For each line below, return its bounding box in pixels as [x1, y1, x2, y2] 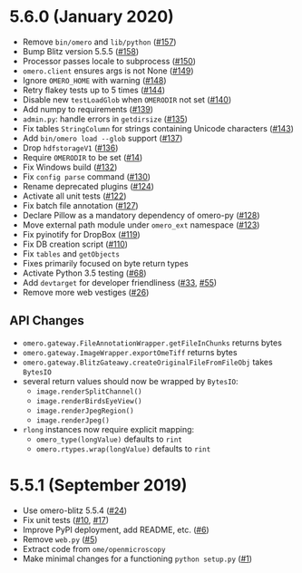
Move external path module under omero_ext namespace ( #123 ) [22, 219, 260, 230]
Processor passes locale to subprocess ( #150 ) [22, 55, 197, 66]
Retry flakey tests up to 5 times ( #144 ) [22, 84, 166, 95]
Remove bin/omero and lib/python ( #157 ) [22, 36, 177, 47]
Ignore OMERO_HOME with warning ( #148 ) [22, 74, 167, 85]
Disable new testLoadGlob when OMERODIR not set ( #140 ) [22, 93, 232, 105]
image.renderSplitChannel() [35, 387, 142, 396]
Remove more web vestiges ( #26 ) [22, 286, 150, 297]
